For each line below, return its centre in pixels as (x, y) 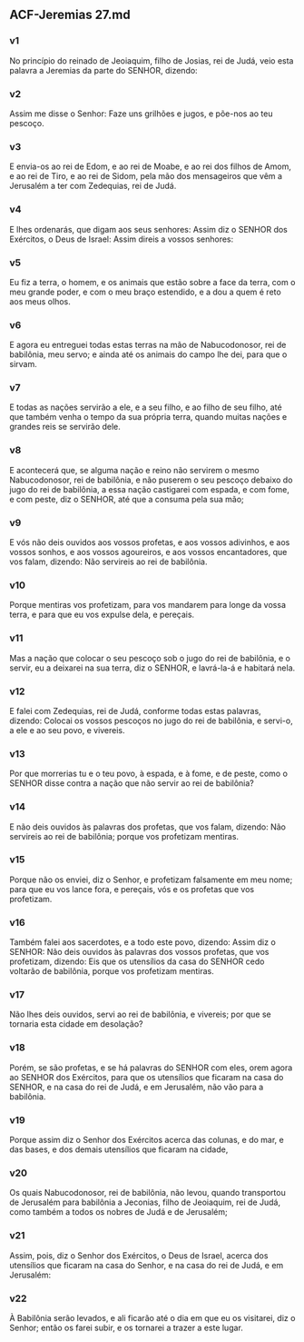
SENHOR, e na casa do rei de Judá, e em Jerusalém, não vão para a (137, 1087)
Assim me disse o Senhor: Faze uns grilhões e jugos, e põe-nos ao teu (141, 114)
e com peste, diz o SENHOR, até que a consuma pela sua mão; (127, 499)
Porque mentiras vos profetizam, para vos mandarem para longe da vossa (147, 605)
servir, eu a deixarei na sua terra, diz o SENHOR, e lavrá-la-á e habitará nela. (152, 668)
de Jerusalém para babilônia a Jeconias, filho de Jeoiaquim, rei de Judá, (145, 1202)
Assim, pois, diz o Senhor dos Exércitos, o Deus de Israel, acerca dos (139, 1255)
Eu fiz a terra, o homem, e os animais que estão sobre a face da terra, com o (152, 282)
